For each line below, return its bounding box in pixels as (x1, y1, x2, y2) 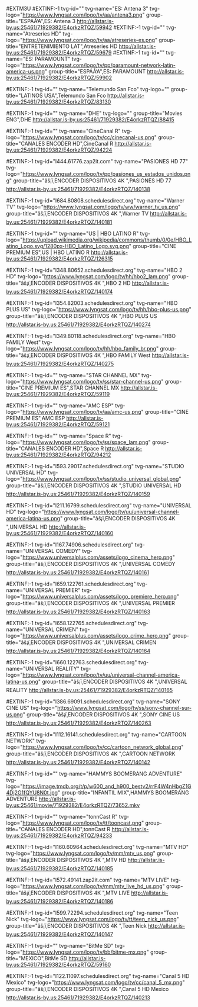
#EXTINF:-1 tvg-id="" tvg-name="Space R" (6, 432, 111, 439)
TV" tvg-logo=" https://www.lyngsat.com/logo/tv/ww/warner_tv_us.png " (6, 204, 181, 210)
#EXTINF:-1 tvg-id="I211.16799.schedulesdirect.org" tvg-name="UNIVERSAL (6, 502, 192, 509)
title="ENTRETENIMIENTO (6, 43, 70, 50)
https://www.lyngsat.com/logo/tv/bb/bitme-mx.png (22, 948, 147, 955)
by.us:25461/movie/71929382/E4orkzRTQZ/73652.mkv (6, 802, 140, 809)
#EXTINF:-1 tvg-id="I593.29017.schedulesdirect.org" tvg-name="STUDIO (6, 463, 184, 469)
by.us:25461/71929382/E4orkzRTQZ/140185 (6, 865, 114, 872)
